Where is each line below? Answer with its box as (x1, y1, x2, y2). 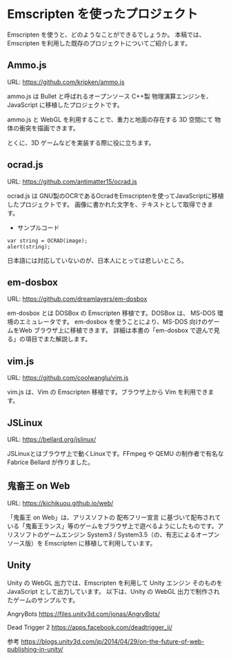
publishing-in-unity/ (7, 645, 63, 653)
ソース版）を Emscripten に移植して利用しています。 (7, 539, 157, 547)
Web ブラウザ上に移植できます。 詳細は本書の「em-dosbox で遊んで (19, 326, 214, 334)
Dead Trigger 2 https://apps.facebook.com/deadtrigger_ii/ (7, 623, 172, 631)
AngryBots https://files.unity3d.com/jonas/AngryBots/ (7, 610, 161, 618)
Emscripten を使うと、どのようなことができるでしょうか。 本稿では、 (7, 30, 205, 39)
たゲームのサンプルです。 (7, 596, 79, 604)
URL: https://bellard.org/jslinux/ (7, 435, 97, 443)
